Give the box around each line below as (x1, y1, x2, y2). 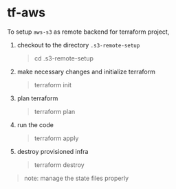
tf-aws (7, 5, 46, 21)
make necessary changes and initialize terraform (16, 67, 156, 76)
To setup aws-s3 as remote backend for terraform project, (7, 27, 170, 36)
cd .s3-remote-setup (34, 54, 94, 63)
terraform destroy (34, 160, 85, 169)
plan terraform (16, 94, 58, 102)
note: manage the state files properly (23, 174, 129, 182)
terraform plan (34, 107, 76, 115)
